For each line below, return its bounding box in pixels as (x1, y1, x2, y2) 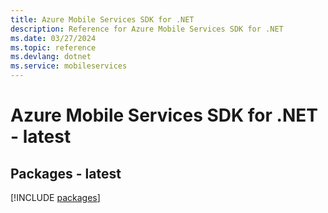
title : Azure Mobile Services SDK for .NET (10, 14, 195, 25)
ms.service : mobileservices (10, 61, 128, 71)
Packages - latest (10, 165, 122, 182)
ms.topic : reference (10, 42, 97, 53)
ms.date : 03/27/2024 (10, 33, 97, 43)
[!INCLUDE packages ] (10, 192, 101, 203)
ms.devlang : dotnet (10, 52, 92, 62)
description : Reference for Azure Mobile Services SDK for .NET (10, 24, 284, 34)
